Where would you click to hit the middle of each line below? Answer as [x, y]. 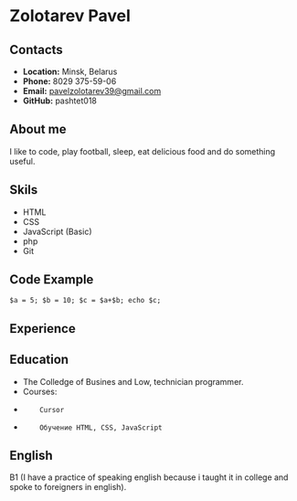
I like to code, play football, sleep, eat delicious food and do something [143, 151]
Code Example [52, 280]
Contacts [37, 50]
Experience [42, 329]
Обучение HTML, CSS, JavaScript [101, 427]
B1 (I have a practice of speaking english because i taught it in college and [149, 477]
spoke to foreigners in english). [68, 487]
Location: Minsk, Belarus [70, 71]
